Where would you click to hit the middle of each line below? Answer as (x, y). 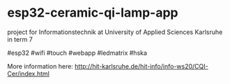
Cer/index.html (29, 74)
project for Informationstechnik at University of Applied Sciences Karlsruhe (115, 32)
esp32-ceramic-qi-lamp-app (93, 13)
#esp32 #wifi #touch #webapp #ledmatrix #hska (77, 53)
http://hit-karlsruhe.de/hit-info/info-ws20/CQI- (141, 66)
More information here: (40, 66)
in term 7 (20, 39)
